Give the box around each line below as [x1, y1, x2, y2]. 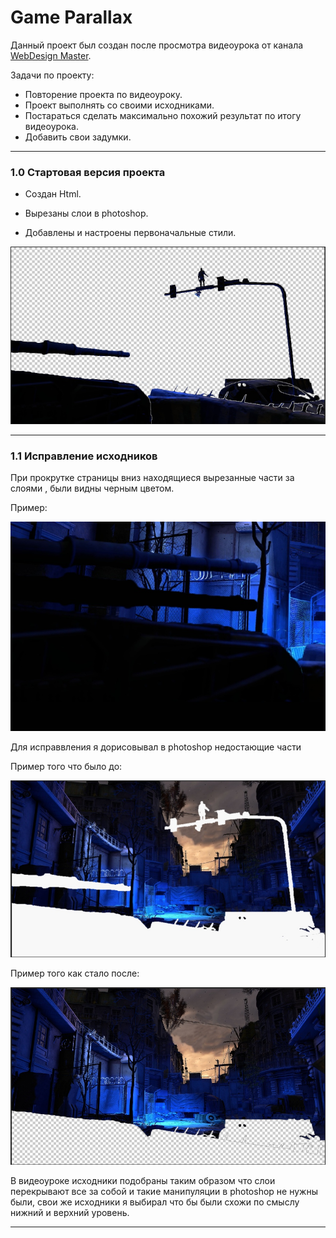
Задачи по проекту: [10, 69, 95, 81]
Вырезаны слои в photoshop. [24, 207, 149, 220]
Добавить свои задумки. [24, 131, 132, 143]
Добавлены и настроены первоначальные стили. [24, 227, 237, 239]
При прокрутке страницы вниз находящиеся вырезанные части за [10, 472, 295, 484]
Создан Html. [24, 188, 82, 200]
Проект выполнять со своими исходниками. [24, 99, 215, 111]
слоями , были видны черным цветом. [10, 482, 175, 495]
